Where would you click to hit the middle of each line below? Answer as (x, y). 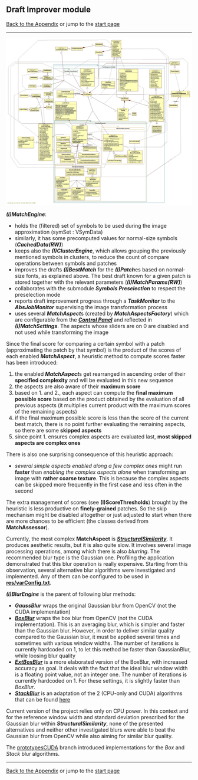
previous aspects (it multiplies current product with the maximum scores (103, 405)
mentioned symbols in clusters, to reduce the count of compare (92, 257)
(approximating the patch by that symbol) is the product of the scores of (94, 350)
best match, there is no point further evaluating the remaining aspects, (100, 424)
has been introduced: (32, 363)
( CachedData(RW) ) (39, 245)
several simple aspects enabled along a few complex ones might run (98, 466)
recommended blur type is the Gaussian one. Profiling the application (90, 558)
